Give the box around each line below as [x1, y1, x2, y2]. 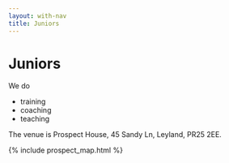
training [19, 97, 46, 106]
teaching [19, 114, 50, 124]
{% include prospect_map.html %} [8, 145, 124, 155]
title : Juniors [8, 19, 60, 28]
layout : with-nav [8, 11, 67, 20]
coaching [19, 105, 52, 115]
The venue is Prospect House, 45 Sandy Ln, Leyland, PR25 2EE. [8, 130, 223, 139]
